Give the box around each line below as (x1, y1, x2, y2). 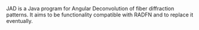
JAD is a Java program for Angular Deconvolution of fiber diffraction (6, 5, 174, 12)
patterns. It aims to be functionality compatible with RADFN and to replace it (6, 11, 194, 18)
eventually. (6, 18, 33, 24)
